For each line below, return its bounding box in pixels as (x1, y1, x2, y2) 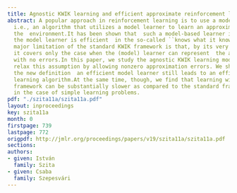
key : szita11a (7, 109, 49, 116)
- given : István (7, 155, 55, 163)
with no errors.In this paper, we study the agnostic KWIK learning (13, 57, 219, 64)
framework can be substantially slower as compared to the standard (13, 83, 219, 90)
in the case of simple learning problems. (13, 89, 140, 96)
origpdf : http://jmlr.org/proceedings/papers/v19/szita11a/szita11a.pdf (7, 135, 226, 142)
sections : (7, 142, 37, 149)
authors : (7, 148, 33, 156)
